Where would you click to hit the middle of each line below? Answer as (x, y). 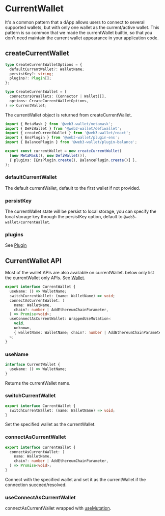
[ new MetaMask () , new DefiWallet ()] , (48, 155)
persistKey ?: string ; (32, 74)
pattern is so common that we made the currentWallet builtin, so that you (79, 32)
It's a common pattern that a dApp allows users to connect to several (75, 22)
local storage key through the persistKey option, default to (64, 217)
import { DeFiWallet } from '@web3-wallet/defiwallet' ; (63, 128)
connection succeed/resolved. (36, 485)
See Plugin (16, 245)
